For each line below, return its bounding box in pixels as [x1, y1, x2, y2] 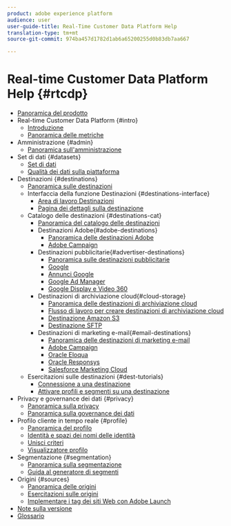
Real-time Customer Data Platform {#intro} [17, 117, 139, 125]
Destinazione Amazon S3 [48, 314, 120, 323]
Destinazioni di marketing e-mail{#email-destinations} [37, 329, 192, 337]
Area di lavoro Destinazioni [37, 197, 114, 205]
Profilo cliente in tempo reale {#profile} [17, 416, 128, 425]
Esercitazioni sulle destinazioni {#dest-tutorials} [27, 373, 164, 381]
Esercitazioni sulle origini [27, 490, 99, 498]
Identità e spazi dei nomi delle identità [27, 432, 136, 440]
